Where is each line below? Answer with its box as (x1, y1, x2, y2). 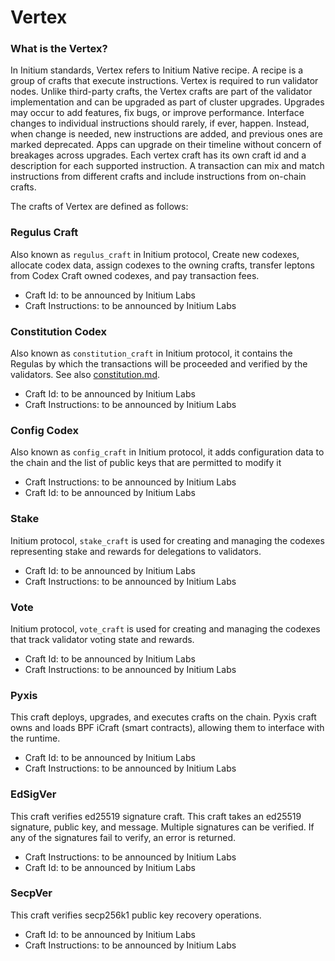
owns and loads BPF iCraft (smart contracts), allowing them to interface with (10, 722, 325, 734)
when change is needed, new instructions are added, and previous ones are (10, 128, 323, 140)
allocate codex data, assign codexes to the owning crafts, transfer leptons (10, 259, 315, 271)
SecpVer (10, 886, 53, 900)
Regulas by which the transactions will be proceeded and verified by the (10, 358, 308, 370)
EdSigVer (10, 787, 57, 801)
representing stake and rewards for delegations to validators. (10, 545, 262, 557)
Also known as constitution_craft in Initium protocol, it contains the (10, 347, 293, 360)
